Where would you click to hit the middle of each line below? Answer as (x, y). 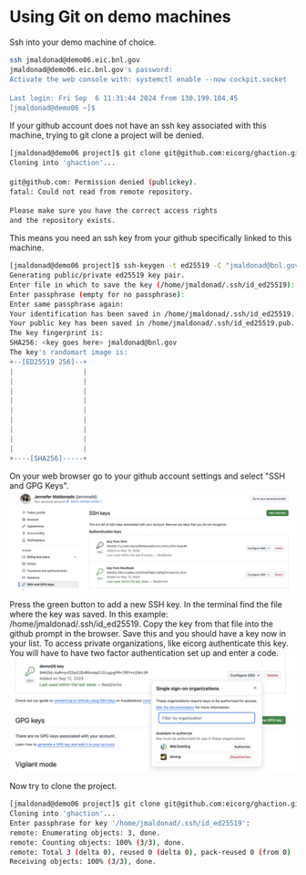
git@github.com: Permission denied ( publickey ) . (103, 182)
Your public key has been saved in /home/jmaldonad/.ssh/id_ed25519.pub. (153, 323)
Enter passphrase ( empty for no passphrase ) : (97, 294)
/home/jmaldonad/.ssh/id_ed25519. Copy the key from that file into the (141, 624)
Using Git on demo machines (121, 17)
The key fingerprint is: (56, 333)
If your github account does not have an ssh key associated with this (138, 126)
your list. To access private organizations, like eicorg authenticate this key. (149, 643)
